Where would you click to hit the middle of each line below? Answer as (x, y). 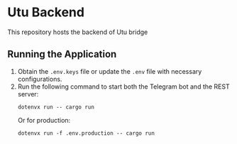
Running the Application (62, 54)
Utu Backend (46, 12)
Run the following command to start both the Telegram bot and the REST (123, 87)
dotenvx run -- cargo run (56, 107)
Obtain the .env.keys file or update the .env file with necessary (110, 71)
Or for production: (44, 120)
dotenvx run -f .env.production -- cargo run (86, 133)
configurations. (40, 79)
